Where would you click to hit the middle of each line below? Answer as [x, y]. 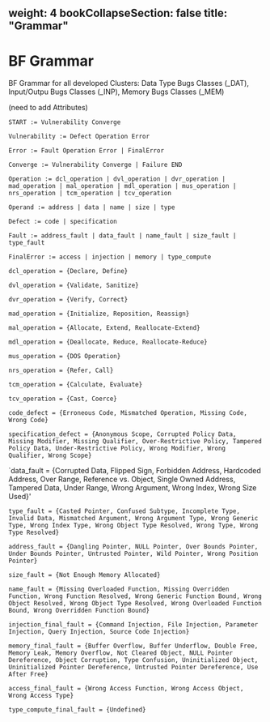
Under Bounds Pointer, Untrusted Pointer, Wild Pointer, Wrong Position [133, 554]
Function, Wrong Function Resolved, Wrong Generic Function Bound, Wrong [135, 596]
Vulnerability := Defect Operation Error [79, 137]
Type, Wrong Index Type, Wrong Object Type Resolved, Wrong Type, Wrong [133, 526]
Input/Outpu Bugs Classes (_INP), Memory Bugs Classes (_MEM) [116, 92]
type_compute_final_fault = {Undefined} [78, 710]
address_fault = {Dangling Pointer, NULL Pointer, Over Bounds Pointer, [133, 547]
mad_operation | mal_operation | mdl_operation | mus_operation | [122, 186]
